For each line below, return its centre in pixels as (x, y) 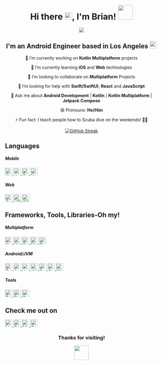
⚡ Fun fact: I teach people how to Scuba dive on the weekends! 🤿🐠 (81, 120)
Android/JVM (19, 254)
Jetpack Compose (81, 100)
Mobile (12, 158)
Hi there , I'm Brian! (73, 17)
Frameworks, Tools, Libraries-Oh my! (62, 215)
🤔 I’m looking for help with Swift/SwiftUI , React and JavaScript (81, 86)
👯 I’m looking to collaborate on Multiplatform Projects (81, 76)
